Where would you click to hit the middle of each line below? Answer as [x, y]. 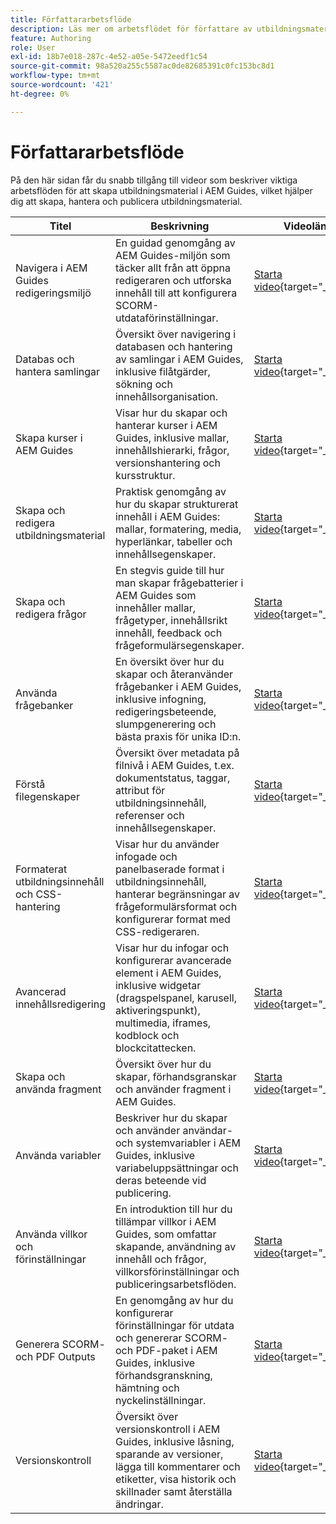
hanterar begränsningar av [177, 894]
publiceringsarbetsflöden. [175, 1284]
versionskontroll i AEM [167, 1429]
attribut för [140, 790]
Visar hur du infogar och [172, 948]
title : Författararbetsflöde [71, 19]
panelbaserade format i [169, 869]
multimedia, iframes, [163, 1023]
